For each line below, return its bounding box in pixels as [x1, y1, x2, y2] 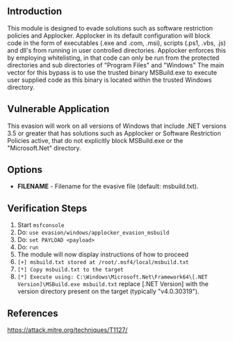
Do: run [17, 243, 39, 251]
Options [7, 164, 43, 176]
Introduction [7, 6, 63, 17]
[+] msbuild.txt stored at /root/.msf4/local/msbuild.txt [17, 259, 189, 266]
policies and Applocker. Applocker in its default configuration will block [7, 31, 211, 40]
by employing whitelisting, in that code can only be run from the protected [7, 53, 220, 62]
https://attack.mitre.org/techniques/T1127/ [7, 326, 128, 334]
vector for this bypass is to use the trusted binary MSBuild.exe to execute [7, 68, 218, 76]
